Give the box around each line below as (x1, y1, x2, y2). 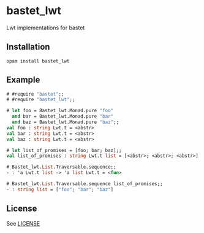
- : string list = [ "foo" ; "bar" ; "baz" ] (6, 186, 114, 193)
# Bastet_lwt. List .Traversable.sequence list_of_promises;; (6, 181, 164, 187)
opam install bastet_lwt (6, 58, 70, 64)
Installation (6, 42, 50, 52)
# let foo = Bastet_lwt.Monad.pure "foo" (6, 108, 114, 114)
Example (6, 75, 40, 85)
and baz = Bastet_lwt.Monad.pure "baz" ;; (12, 119, 119, 126)
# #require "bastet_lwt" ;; (6, 96, 75, 103)
